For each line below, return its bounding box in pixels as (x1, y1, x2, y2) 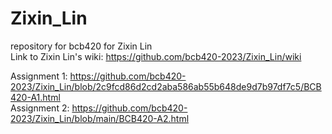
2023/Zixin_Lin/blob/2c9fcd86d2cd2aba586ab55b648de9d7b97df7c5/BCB (10, 80, 322, 92)
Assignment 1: (10, 70, 68, 82)
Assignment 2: (10, 102, 70, 114)
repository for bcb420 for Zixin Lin (10, 40, 153, 52)
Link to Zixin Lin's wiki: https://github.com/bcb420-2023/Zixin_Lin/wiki (10, 50, 302, 62)
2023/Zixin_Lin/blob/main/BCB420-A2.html (10, 112, 190, 124)
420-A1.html (10, 91, 61, 103)
